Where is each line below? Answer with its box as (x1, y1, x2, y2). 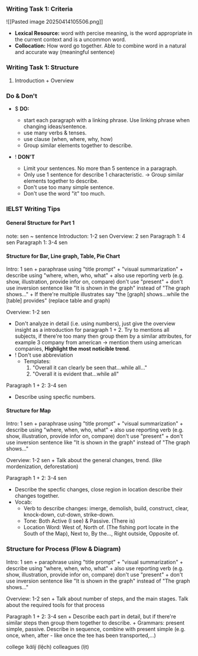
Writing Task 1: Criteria (6, 5, 73, 13)
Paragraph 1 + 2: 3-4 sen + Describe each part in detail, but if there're (6, 613, 176, 620)
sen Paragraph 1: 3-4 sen (6, 239, 68, 246)
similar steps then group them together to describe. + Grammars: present (6, 619, 185, 626)
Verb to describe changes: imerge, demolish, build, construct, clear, (23, 505, 189, 512)
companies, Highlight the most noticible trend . (14, 345, 131, 353)
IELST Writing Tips (6, 204, 61, 213)
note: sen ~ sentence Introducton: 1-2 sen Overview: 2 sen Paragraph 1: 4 (6, 233, 186, 240)
